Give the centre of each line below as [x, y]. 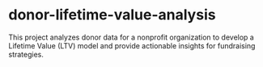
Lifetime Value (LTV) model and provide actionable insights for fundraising [132, 45]
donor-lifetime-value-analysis [112, 15]
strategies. [26, 54]
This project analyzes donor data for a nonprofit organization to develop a [131, 37]
